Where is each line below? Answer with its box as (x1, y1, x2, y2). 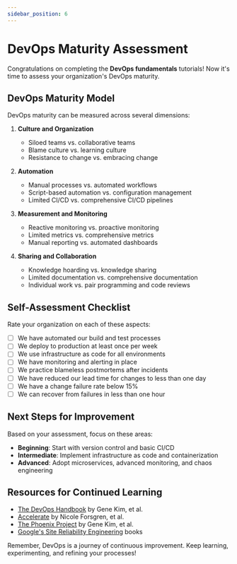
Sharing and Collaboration (17, 252, 97, 260)
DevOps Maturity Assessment (7, 40, 189, 57)
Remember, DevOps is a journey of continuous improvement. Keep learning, (7, 541, 229, 550)
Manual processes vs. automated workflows (28, 181, 158, 190)
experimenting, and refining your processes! (7, 549, 137, 558)
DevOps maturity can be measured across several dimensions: (7, 111, 190, 120)
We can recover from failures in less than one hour (17, 390, 166, 398)
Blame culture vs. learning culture (28, 146, 127, 154)
